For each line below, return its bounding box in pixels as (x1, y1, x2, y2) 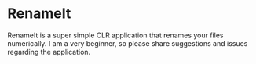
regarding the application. (7, 47, 91, 56)
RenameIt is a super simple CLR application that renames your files (7, 30, 225, 40)
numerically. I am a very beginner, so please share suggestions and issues (7, 38, 248, 48)
